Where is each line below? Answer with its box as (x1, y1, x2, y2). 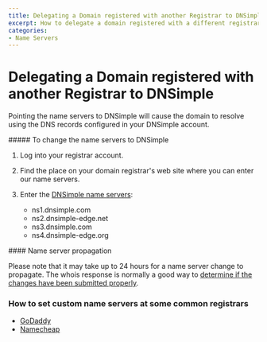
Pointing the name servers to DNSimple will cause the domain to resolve (8, 111, 245, 121)
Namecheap (19, 325, 60, 334)
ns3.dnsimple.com (31, 222, 93, 231)
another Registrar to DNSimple (8, 85, 215, 103)
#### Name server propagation (8, 246, 112, 255)
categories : (8, 26, 48, 34)
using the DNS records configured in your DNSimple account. (8, 120, 210, 130)
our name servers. (19, 174, 80, 184)
